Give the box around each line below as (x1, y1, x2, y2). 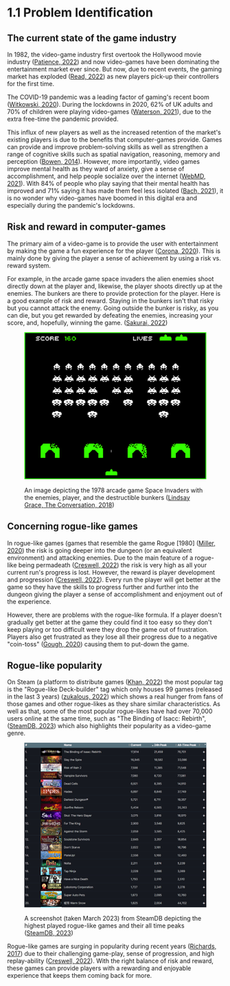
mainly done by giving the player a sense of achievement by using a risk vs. (7, 254, 221, 262)
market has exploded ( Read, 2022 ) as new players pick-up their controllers (7, 72, 220, 80)
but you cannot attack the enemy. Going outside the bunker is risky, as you (7, 304, 219, 312)
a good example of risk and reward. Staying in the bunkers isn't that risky (7, 296, 214, 305)
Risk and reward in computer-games (7, 221, 166, 233)
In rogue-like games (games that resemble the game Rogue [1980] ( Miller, (7, 538, 216, 547)
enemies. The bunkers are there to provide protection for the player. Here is (7, 289, 221, 297)
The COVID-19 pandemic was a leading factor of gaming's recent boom (7, 93, 209, 101)
